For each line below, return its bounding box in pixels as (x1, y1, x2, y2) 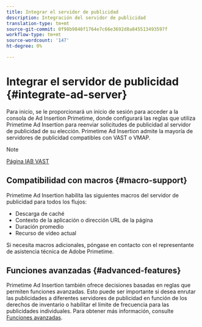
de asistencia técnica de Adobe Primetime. (6, 248, 114, 255)
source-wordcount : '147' (6, 37, 70, 43)
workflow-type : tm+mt (6, 32, 62, 38)
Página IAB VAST (6, 157, 49, 165)
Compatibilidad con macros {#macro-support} (6, 175, 187, 186)
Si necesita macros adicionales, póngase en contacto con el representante (6, 241, 194, 248)
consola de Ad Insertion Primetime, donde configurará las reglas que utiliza (6, 114, 196, 122)
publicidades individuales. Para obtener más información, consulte (6, 307, 174, 315)
